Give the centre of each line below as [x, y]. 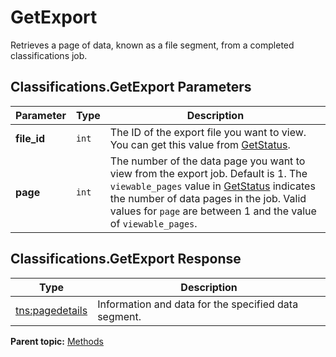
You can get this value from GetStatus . [200, 144]
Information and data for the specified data [198, 304]
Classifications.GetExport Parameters [131, 87]
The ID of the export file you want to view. [208, 132]
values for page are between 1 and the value [213, 211]
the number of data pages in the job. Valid [208, 198]
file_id [30, 138]
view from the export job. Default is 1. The [208, 173]
